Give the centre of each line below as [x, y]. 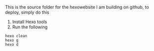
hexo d [12, 45]
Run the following [30, 27]
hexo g [12, 40]
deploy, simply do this [27, 12]
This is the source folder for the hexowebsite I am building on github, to [77, 7]
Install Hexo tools [30, 22]
